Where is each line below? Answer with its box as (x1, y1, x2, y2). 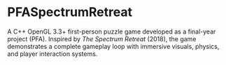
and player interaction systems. (7, 50, 98, 58)
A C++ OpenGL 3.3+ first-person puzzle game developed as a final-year (7, 27, 216, 36)
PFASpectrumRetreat (7, 4, 133, 20)
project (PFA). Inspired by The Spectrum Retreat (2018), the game (7, 34, 197, 43)
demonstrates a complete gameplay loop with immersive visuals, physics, (7, 42, 220, 50)
